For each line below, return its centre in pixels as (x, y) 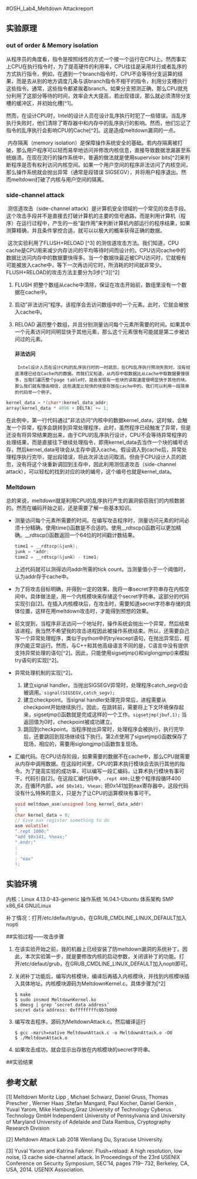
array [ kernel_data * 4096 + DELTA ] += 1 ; (57, 408)
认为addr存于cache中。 (43, 576)
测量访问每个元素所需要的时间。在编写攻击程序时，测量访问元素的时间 (99, 521)
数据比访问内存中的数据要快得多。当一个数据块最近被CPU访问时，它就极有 (96, 257)
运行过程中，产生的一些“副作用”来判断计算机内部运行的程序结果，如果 (106, 223)
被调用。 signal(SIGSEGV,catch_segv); (69, 692)
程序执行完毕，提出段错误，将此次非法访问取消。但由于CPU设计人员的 (96, 457)
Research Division (28, 1128)
